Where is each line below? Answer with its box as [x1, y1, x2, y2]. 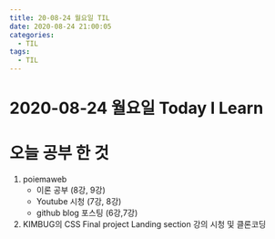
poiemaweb [22, 174, 67, 185]
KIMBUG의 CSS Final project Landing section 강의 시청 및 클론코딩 [22, 219, 267, 230]
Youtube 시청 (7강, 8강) [36, 196, 122, 207]
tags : [9, 47, 30, 57]
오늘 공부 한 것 [9, 143, 109, 164]
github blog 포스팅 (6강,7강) [36, 207, 138, 219]
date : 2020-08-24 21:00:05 [9, 22, 112, 31]
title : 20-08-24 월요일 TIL [9, 13, 111, 23]
